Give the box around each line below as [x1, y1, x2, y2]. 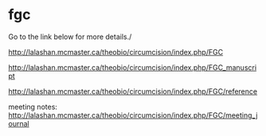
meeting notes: [8, 102, 58, 111]
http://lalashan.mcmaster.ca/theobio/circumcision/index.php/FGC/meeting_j [8, 110, 258, 120]
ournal [8, 119, 29, 128]
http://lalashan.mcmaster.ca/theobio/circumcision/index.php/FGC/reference [8, 86, 257, 96]
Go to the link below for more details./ [8, 32, 132, 41]
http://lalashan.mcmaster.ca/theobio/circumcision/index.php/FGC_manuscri [8, 62, 257, 72]
